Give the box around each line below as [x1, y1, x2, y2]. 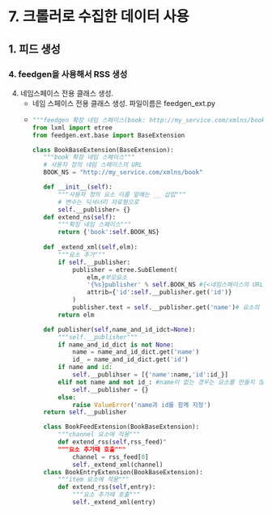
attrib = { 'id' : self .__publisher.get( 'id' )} [86, 288, 232, 296]
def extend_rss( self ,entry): [57, 483, 156, 491]
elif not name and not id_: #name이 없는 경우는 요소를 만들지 [57, 378, 255, 386]
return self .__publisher [43, 408, 127, 417]
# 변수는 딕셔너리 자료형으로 [57, 198, 139, 206]
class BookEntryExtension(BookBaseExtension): [43, 468, 204, 476]
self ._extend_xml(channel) [72, 461, 164, 469]
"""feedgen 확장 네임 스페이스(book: [32, 116, 147, 124]
